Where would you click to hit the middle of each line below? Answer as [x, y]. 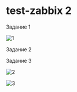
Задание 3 [19, 61]
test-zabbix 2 [39, 11]
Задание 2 [19, 49]
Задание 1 [18, 27]
